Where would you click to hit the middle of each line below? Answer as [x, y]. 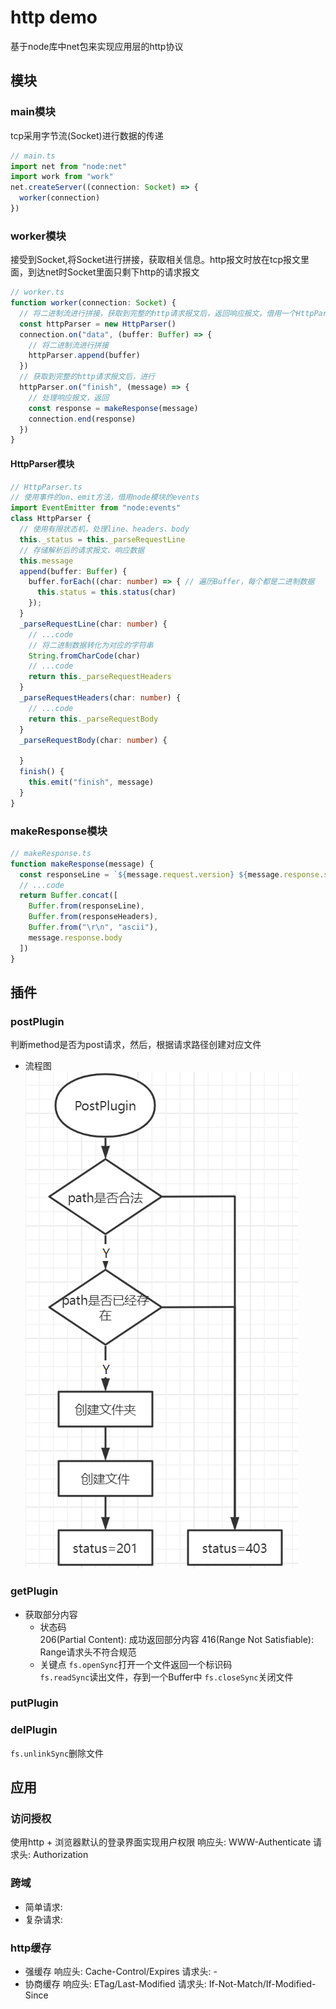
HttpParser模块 [42, 463]
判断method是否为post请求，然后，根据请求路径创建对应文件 [136, 1045]
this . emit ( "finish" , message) [91, 782]
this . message [46, 561]
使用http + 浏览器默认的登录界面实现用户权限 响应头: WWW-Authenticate [161, 1842]
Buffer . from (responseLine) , [86, 906]
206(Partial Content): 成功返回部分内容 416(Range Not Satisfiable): [176, 1639]
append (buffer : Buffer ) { [73, 571]
